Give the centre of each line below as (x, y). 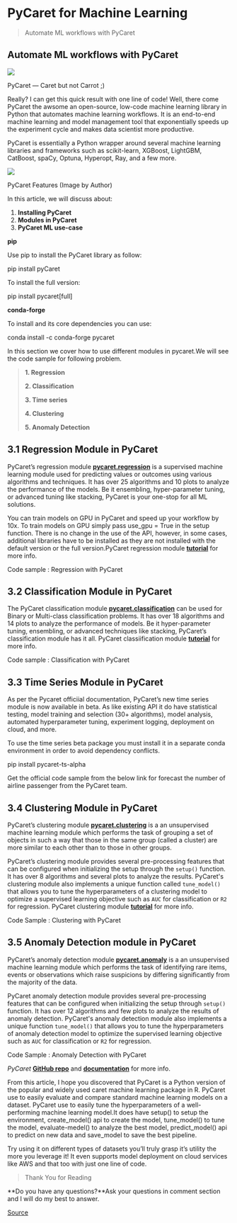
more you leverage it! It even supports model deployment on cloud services (117, 1156)
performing (24, 1112)
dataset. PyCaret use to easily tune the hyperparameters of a (96, 1105)
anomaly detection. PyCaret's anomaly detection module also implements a (117, 1018)
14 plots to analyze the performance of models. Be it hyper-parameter (109, 624)
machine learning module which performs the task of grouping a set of (110, 833)
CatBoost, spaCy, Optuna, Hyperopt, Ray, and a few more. (92, 158)
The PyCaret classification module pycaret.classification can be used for (115, 609)
